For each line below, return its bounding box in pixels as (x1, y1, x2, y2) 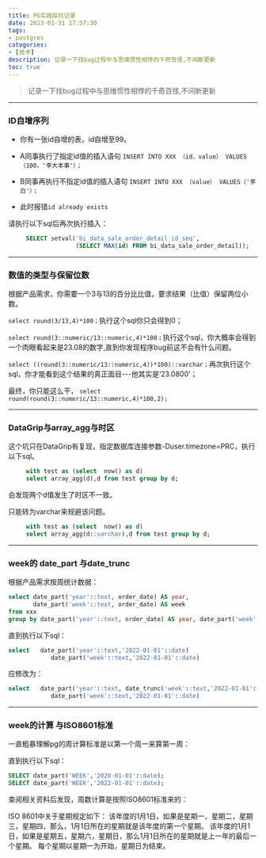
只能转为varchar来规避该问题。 (8, 507, 110, 517)
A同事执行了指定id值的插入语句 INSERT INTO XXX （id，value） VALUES (19, 151, 247, 161)
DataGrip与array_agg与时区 (8, 422, 115, 433)
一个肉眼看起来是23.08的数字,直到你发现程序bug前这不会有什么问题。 (8, 342, 236, 353)
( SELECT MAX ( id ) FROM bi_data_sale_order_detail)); (75, 242, 249, 250)
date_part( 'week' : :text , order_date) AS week (32, 601, 186, 608)
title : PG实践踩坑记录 (8, 11, 76, 20)
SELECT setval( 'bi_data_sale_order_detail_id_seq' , (25, 235, 200, 242)
